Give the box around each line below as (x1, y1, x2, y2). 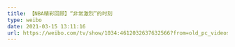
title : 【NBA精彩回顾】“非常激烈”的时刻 (7, 10, 113, 17)
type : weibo (7, 17, 42, 23)
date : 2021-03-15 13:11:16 (7, 23, 86, 30)
